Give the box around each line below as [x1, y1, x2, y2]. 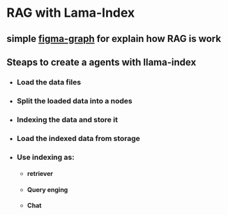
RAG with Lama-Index [6, 5, 135, 21]
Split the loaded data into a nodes [16, 96, 133, 105]
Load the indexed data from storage [16, 133, 141, 143]
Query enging [26, 185, 68, 193]
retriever [26, 170, 54, 178]
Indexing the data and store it [16, 114, 118, 124]
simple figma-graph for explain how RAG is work [6, 33, 221, 45]
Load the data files [16, 77, 82, 87]
